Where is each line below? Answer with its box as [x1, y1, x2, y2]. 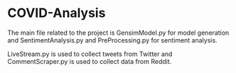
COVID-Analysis [7, 5, 106, 21]
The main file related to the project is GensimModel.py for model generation [7, 28, 230, 37]
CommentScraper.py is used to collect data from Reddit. [7, 57, 172, 65]
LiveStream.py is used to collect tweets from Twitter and [7, 50, 173, 58]
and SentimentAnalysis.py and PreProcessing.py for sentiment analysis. [7, 35, 218, 44]
